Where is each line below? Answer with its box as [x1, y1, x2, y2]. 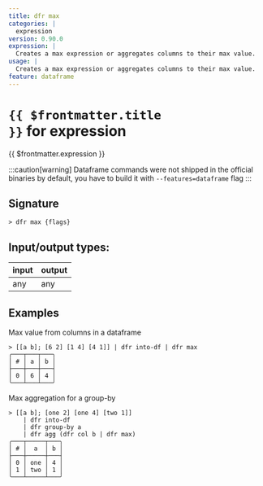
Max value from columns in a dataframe [8, 327, 142, 337]
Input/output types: [8, 240, 110, 254]
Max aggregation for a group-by [8, 393, 116, 403]
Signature [8, 196, 59, 210]
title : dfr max [8, 11, 60, 20]
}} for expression [8, 121, 127, 140]
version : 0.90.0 [8, 34, 63, 43]
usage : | [8, 58, 38, 66]
